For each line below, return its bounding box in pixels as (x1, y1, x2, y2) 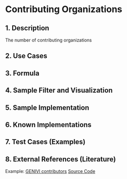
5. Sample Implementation (5, 103, 90, 112)
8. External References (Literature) (5, 155, 116, 163)
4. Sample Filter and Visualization (5, 86, 113, 95)
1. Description (5, 24, 49, 32)
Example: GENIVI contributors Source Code (5, 168, 96, 174)
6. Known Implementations (5, 120, 92, 129)
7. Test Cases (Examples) (5, 138, 86, 146)
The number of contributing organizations (5, 37, 92, 43)
